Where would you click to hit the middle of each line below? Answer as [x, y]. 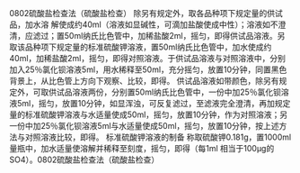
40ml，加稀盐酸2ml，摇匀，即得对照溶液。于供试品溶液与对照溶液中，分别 [147, 58]
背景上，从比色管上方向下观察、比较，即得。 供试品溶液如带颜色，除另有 [144, 81]
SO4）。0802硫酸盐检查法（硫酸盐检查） [84, 159]
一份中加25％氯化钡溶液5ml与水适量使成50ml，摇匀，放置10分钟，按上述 [145, 126]
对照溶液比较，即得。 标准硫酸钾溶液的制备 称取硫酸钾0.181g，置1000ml [158, 137]
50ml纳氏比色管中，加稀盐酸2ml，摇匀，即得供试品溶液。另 [175, 36]
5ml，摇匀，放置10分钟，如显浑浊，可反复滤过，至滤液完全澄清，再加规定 [154, 103]
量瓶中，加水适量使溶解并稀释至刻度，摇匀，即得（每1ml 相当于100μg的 [142, 148]
